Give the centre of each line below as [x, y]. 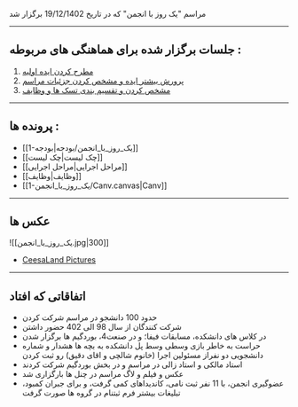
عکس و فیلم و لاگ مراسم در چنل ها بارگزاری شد [103, 374]
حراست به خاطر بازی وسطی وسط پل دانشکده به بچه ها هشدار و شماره [141, 346]
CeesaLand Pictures [59, 260]
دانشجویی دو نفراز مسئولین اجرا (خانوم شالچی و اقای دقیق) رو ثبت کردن [143, 356]
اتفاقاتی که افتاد [47, 296]
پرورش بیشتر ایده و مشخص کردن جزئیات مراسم [103, 81]
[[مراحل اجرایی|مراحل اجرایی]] [74, 166]
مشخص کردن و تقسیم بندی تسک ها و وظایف [96, 90]
